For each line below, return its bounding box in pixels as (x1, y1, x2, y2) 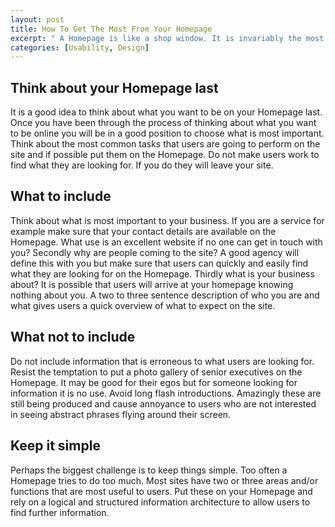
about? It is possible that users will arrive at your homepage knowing (10, 278, 294, 290)
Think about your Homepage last (10, 79, 219, 96)
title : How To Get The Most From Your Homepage (10, 24, 213, 34)
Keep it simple (10, 437, 101, 455)
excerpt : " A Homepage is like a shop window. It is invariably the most (10, 33, 325, 43)
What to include (10, 188, 112, 205)
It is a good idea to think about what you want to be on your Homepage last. (10, 106, 323, 118)
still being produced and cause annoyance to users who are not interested (10, 397, 317, 410)
